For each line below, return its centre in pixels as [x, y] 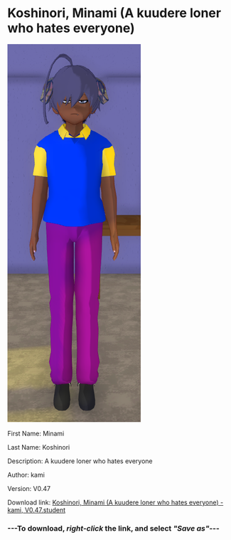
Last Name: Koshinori [39, 447]
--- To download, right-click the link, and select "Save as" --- [114, 528]
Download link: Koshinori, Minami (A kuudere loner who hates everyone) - [116, 502]
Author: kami [26, 475]
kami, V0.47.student [37, 509]
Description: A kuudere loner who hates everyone [80, 461]
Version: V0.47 [29, 488]
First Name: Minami [36, 433]
